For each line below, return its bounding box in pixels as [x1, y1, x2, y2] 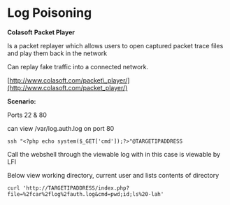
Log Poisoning [7, 5, 92, 21]
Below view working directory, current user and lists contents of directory [7, 171, 220, 179]
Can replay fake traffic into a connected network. [7, 62, 149, 71]
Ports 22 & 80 [7, 111, 47, 119]
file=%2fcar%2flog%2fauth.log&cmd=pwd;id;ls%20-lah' [7, 190, 164, 197]
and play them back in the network [7, 49, 108, 57]
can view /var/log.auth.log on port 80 [7, 124, 115, 132]
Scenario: [7, 97, 36, 106]
